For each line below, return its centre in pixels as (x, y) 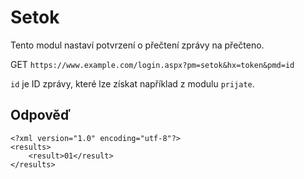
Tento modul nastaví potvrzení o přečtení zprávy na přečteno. (137, 45)
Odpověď (40, 115)
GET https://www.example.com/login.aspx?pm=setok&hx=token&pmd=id (152, 64)
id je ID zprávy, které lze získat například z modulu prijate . (132, 83)
